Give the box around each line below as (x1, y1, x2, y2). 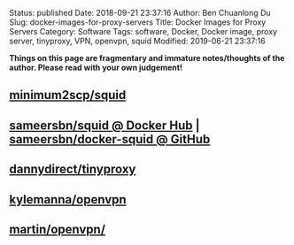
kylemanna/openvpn (9, 192, 127, 207)
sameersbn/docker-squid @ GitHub (9, 132, 211, 147)
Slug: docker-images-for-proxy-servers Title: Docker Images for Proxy (9, 17, 267, 27)
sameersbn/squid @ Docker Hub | (9, 118, 201, 133)
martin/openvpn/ (9, 221, 106, 237)
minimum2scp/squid (9, 88, 127, 103)
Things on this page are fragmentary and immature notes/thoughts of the (9, 53, 285, 63)
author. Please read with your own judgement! (9, 62, 183, 73)
